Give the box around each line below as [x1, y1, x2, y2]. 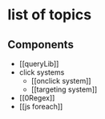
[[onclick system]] [30, 76, 91, 85]
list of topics [7, 6, 92, 24]
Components [7, 38, 74, 51]
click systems [18, 68, 65, 77]
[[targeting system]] [30, 84, 98, 94]
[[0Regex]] [18, 93, 55, 102]
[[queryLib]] [18, 59, 59, 68]
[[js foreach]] [18, 102, 63, 111]
